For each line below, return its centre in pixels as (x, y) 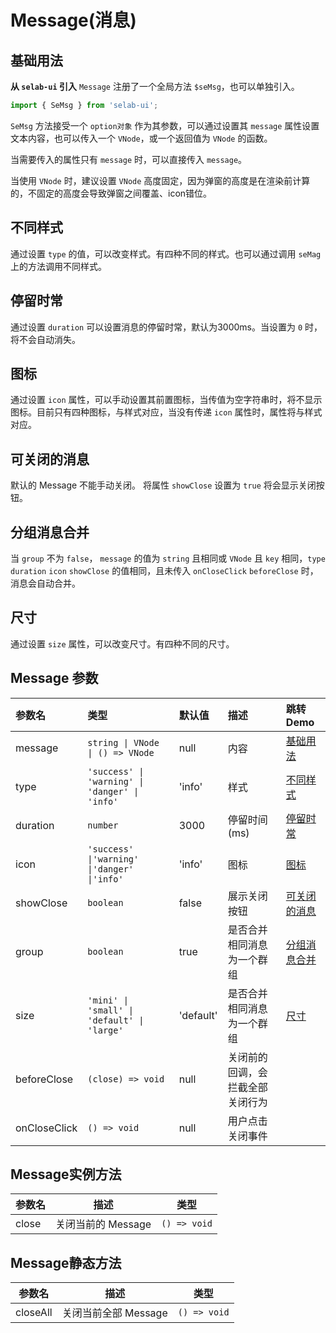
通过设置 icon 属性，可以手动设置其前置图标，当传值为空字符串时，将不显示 (166, 400)
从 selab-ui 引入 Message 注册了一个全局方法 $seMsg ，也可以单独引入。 (155, 86)
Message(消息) (73, 20)
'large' (105, 1030)
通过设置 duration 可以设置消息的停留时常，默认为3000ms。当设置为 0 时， (166, 327)
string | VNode (123, 742)
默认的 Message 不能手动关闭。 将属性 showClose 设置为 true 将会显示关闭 (163, 485)
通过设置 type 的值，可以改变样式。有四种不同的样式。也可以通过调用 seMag (166, 253)
